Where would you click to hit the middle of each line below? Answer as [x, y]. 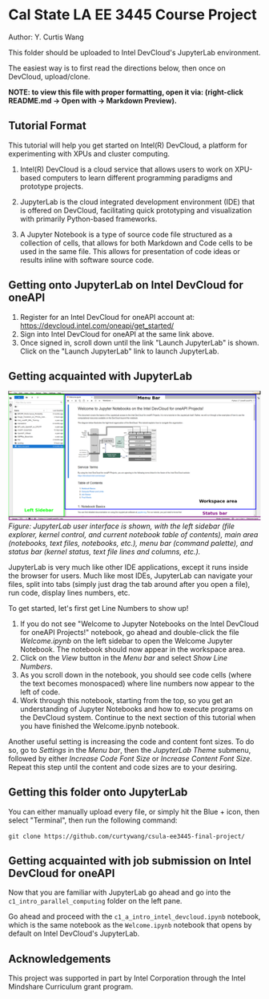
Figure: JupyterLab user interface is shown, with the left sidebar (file [121, 526]
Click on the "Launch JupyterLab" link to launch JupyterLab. [119, 351]
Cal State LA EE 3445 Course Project [133, 15]
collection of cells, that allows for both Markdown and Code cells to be [136, 243]
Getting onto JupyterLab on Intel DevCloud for [126, 285]
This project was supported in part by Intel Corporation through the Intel [127, 978]
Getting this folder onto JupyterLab [98, 793]
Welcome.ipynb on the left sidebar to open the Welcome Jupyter [126, 641]
